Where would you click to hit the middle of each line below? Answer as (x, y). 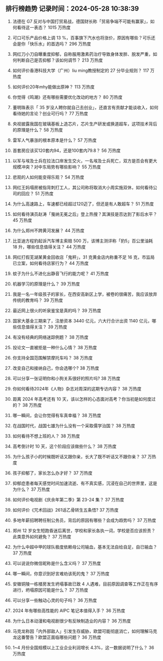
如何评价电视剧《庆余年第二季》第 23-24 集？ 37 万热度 (68, 500)
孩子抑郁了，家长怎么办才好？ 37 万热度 (52, 473)
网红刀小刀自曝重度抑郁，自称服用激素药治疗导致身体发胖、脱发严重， (83, 54)
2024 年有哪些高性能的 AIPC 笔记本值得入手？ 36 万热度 (69, 611)
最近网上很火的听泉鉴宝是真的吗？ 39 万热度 (57, 310)
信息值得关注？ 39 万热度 (42, 327)
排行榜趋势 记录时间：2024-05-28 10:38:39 (72, 9)
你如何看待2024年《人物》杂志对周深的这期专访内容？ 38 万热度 (77, 388)
